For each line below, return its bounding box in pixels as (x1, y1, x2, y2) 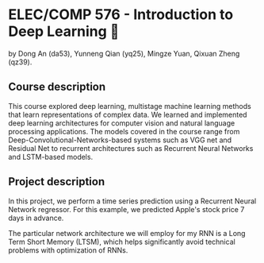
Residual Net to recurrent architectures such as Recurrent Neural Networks (8, 143, 254, 153)
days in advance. (8, 213, 64, 222)
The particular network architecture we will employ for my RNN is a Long (8, 228, 246, 238)
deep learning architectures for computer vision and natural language (8, 118, 235, 128)
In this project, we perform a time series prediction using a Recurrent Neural (8, 196, 257, 206)
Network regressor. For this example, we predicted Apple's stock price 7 (8, 204, 245, 214)
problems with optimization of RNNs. (8, 245, 128, 255)
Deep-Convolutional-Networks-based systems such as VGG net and (8, 135, 232, 145)
